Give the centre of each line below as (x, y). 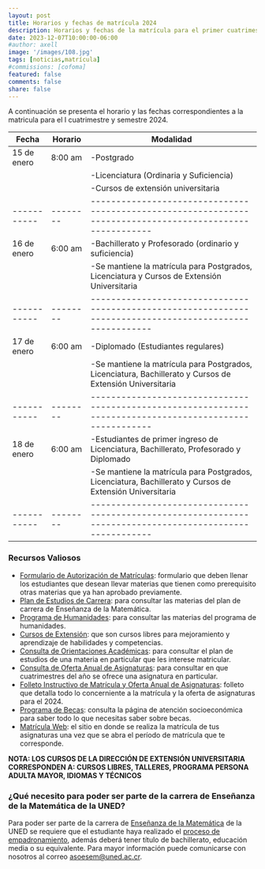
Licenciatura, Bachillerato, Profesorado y (166, 449)
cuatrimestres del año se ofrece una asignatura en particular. (119, 676)
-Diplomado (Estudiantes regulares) (157, 346)
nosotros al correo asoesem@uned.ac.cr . (75, 856)
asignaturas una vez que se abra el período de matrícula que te (122, 735)
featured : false (35, 74)
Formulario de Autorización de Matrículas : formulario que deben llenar (134, 575)
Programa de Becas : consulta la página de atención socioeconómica (131, 709)
